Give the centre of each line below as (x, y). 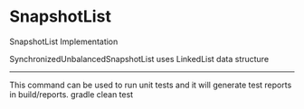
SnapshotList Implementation (64, 41)
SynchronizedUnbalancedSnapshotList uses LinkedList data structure (139, 59)
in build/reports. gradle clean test (71, 94)
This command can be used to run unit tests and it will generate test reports (151, 85)
